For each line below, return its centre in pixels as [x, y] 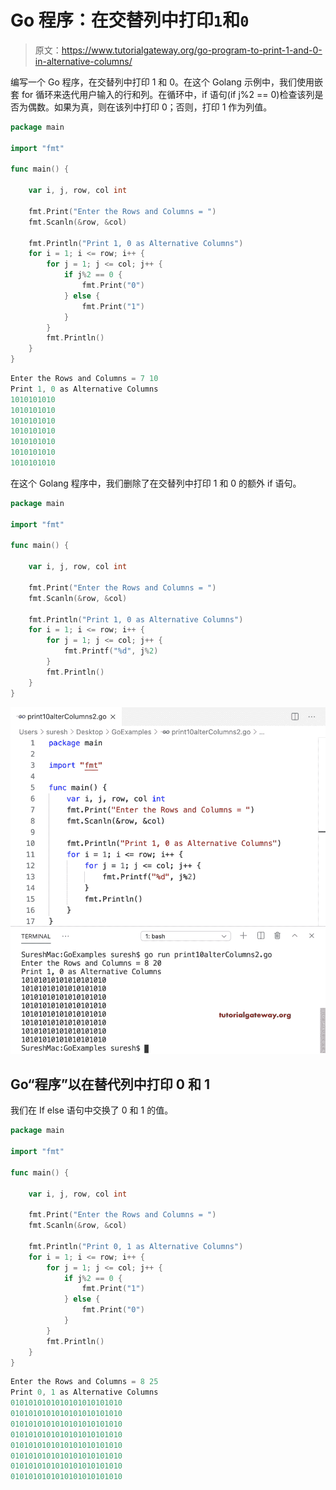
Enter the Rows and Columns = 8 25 [84, 1382]
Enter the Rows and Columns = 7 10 [84, 379]
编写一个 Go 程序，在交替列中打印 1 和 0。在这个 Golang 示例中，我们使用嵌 [166, 82]
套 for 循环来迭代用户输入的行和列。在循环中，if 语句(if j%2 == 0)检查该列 [162, 94]
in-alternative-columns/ [83, 61]
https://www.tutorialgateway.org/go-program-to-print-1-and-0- [192, 50]
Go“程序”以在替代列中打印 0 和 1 [110, 1084]
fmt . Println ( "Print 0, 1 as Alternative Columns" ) [136, 1246]
